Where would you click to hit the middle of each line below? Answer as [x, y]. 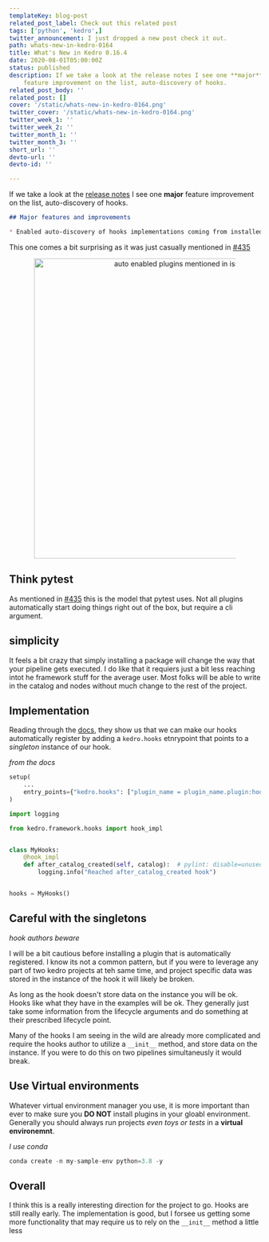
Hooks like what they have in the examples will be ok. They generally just [129, 1003]
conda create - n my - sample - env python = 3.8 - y [86, 1161]
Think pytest [42, 580]
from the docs [32, 763]
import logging [34, 814]
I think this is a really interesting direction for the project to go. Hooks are [129, 1205]
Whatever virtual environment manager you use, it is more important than [129, 1105]
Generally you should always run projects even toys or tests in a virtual [126, 1122]
